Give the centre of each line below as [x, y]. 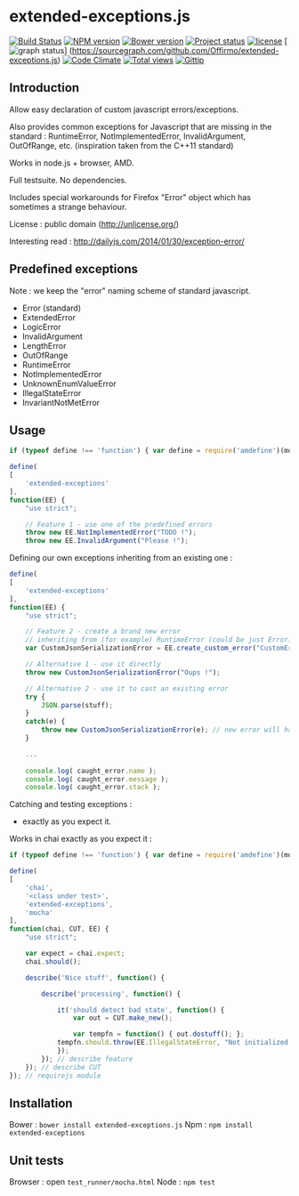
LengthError [44, 345]
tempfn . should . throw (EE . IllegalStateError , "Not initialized [173, 1043]
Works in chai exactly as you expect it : [81, 839]
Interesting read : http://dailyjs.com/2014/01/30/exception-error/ [127, 241]
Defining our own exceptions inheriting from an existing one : [121, 558]
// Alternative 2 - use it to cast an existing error [127, 688]
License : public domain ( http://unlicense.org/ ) [94, 223]
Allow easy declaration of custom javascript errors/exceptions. [124, 109]
